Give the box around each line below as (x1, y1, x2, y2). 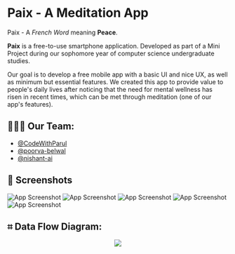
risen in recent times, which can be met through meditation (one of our (7, 93, 212, 101)
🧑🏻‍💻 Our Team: (7, 121, 75, 133)
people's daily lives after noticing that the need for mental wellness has (7, 85, 213, 93)
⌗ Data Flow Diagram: (7, 220, 102, 232)
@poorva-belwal (17, 146, 67, 155)
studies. (7, 56, 30, 65)
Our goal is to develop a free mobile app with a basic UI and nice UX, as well (7, 70, 228, 79)
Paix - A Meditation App (7, 5, 149, 21)
